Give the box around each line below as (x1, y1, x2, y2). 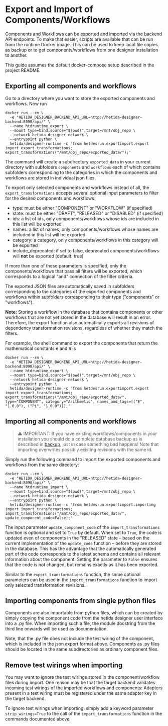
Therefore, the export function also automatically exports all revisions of (5, 319, 154, 325)
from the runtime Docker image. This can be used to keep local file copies (5, 41, 158, 47)
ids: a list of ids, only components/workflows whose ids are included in (12, 215, 159, 222)
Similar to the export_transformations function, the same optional (5, 571, 141, 577)
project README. (5, 67, 41, 73)
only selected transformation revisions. (5, 582, 86, 588)
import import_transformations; (5, 506, 73, 511)
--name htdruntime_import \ (10, 484, 69, 490)
